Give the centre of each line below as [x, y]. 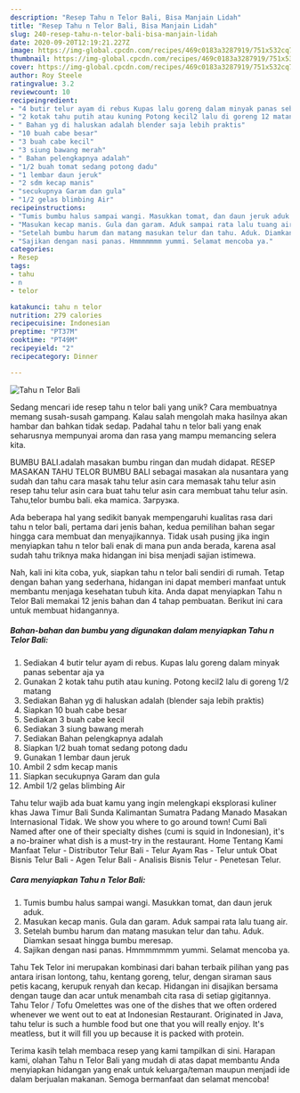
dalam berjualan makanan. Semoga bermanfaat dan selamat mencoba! [140, 1079]
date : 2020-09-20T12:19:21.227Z [70, 42]
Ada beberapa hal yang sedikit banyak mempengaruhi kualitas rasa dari [142, 517]
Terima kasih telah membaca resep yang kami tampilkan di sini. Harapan [143, 1050]
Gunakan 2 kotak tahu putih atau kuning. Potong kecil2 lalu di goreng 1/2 [156, 681]
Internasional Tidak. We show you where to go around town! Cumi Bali [139, 821]
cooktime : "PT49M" [44, 340]
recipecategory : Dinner [54, 356]
